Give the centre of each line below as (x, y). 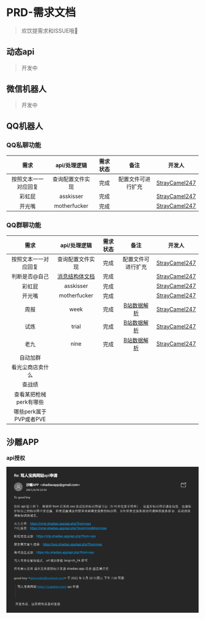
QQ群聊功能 (24, 225)
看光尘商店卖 (27, 367)
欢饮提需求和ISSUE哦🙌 (49, 31)
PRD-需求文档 (41, 13)
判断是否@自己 (30, 276)
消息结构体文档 (76, 276)
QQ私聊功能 (24, 145)
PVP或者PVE (30, 419)
